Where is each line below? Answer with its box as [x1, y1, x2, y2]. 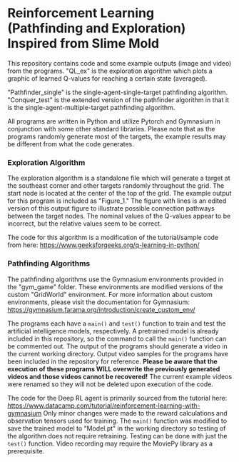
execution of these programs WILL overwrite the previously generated [7, 364, 220, 373]
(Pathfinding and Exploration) [7, 20, 186, 36]
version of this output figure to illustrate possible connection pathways [7, 204, 215, 213]
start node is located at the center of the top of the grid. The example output [7, 189, 232, 198]
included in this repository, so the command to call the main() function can [7, 334, 227, 343]
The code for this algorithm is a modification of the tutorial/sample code [7, 233, 219, 242]
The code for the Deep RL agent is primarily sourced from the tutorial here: [7, 393, 228, 402]
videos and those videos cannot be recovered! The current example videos [7, 372, 233, 381]
